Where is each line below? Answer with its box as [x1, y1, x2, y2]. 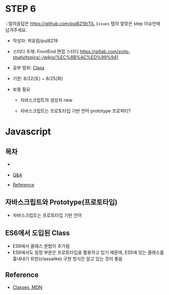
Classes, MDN [12, 284, 43, 290]
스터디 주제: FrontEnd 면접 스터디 [12, 48, 79, 54]
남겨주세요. [5, 26, 27, 33]
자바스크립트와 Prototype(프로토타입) [5, 198, 118, 206]
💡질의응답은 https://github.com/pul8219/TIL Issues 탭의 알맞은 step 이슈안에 [5, 20, 160, 26]
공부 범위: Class [12, 64, 45, 71]
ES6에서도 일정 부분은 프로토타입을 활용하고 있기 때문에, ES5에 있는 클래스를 [12, 249, 164, 255]
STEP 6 [5, 3, 36, 15]
